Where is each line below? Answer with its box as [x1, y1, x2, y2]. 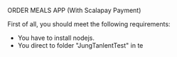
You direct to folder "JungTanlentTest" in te [17, 41, 144, 49]
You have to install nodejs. [17, 33, 95, 42]
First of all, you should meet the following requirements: [7, 20, 171, 28]
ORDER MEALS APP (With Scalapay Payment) [7, 6, 141, 14]
